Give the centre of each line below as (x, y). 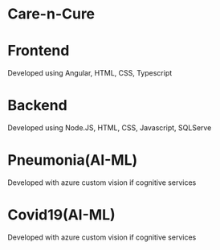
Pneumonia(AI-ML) (73, 160)
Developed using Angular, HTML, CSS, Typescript (90, 73)
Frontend (39, 51)
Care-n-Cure (51, 14)
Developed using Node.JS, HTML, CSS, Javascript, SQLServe (110, 128)
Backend (37, 106)
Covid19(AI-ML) (61, 215)
